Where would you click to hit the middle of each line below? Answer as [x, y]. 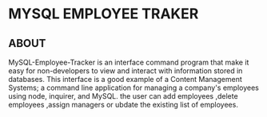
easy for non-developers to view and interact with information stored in [126, 71]
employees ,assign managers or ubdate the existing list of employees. [123, 105]
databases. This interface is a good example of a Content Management [125, 79]
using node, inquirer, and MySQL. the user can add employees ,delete [123, 96]
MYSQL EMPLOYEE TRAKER [104, 14]
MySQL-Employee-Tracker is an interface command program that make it [129, 62]
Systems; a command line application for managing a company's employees [134, 88]
